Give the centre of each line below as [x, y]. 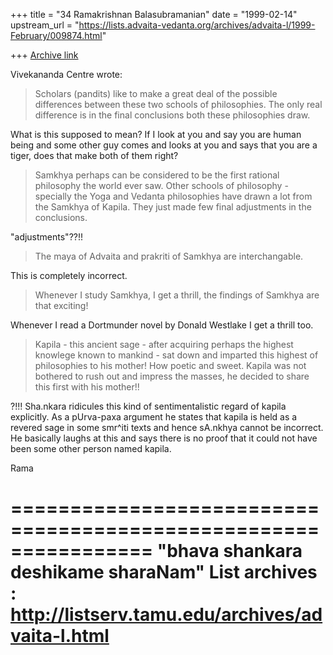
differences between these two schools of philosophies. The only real [178, 104]
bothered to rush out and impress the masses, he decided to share [172, 376]
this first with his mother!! [87, 387]
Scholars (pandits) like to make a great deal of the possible [156, 93]
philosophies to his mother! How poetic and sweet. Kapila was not [170, 365]
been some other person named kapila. [91, 448]
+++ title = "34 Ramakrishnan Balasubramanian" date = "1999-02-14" [154, 14]
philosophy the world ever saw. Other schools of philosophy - [161, 185]
